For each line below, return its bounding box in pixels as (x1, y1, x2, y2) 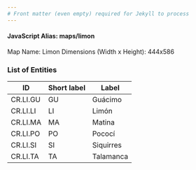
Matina (92, 118, 115, 127)
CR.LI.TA (10, 152, 39, 162)
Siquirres (92, 141, 122, 150)
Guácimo (92, 95, 122, 105)
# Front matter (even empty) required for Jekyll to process (7, 10, 190, 17)
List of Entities (7, 64, 57, 74)
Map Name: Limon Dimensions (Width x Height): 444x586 (7, 47, 175, 56)
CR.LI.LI (10, 106, 36, 116)
